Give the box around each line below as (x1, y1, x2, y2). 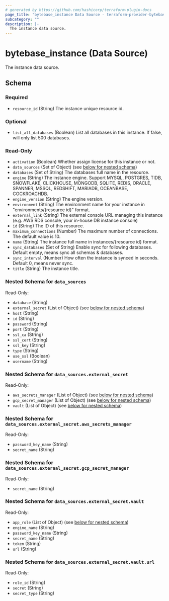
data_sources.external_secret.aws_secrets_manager (5, 421, 132, 427)
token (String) (12, 540, 41, 546)
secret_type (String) (12, 590, 54, 596)
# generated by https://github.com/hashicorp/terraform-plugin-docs (5, 7, 152, 13)
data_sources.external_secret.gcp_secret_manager (5, 466, 129, 471)
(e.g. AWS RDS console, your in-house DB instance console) (12, 217, 138, 224)
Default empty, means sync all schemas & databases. (12, 249, 124, 255)
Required (5, 94, 28, 101)
